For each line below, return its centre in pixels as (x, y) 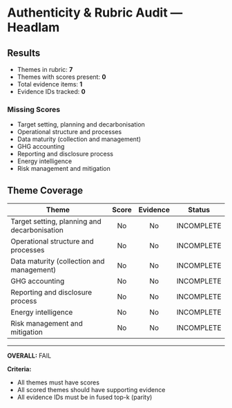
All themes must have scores (58, 382)
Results (24, 53)
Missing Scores (34, 109)
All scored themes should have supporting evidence (91, 390)
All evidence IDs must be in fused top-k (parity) (85, 397)
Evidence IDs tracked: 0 (51, 92)
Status (199, 210)
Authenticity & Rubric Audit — (95, 13)
